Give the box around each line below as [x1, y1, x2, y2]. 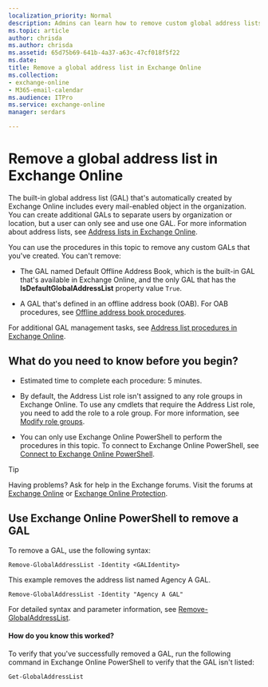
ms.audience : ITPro [8, 93, 73, 101]
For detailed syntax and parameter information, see [8, 604, 177, 614]
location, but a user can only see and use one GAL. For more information [8, 218, 247, 228]
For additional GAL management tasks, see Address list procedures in [8, 323, 238, 332]
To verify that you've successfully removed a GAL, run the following [8, 649, 231, 658]
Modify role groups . [19, 416, 85, 426]
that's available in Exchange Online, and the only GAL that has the [19, 275, 237, 284]
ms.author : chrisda [8, 42, 73, 50]
